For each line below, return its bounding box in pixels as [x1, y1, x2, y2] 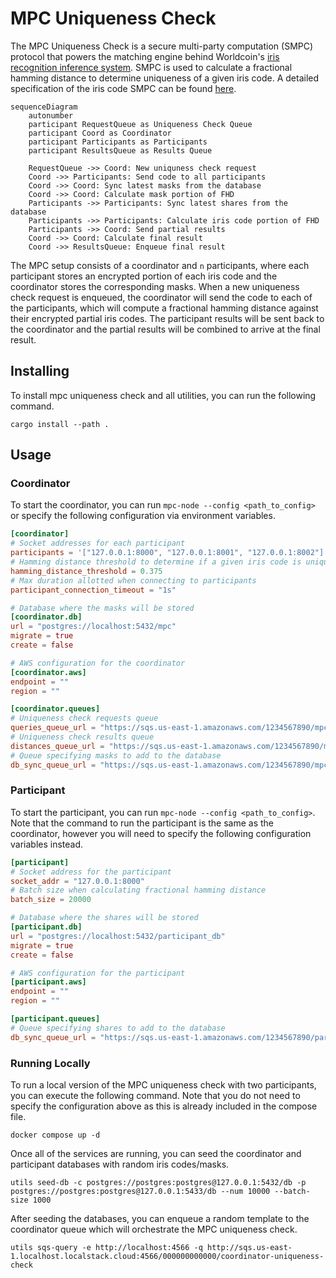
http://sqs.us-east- [206, 1243, 293, 1253]
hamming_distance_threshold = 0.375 [10, 566, 163, 576]
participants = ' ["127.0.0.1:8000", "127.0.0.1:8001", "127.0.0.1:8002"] [10, 548, 325, 558]
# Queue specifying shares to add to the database [10, 1023, 226, 1033]
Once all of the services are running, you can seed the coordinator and [10, 1148, 302, 1160]
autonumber [28, 110, 74, 121]
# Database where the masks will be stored [10, 603, 195, 613]
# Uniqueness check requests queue [10, 713, 159, 724]
